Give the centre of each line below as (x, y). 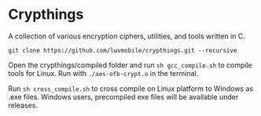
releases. (23, 105)
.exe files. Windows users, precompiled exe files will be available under (123, 96)
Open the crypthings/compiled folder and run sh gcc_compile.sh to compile (130, 65)
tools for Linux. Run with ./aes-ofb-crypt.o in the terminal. (103, 73)
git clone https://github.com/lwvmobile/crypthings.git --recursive (123, 50)
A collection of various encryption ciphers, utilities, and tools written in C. (127, 36)
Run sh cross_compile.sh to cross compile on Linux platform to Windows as (131, 89)
